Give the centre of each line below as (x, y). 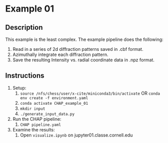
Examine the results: (34, 129)
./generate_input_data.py (47, 114)
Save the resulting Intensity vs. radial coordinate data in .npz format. (83, 60)
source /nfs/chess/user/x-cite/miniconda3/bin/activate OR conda (90, 93)
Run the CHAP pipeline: (37, 119)
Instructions (25, 76)
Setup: (19, 88)
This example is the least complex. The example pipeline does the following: (85, 39)
